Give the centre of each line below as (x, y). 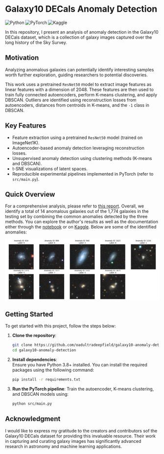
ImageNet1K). (26, 142)
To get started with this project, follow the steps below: (60, 326)
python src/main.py (32, 404)
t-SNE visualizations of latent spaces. (50, 169)
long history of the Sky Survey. (36, 42)
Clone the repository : (34, 336)
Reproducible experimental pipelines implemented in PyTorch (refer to (83, 174)
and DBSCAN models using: (40, 394)
